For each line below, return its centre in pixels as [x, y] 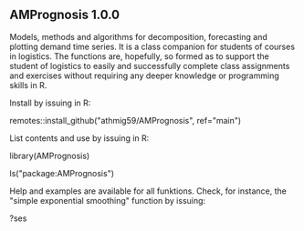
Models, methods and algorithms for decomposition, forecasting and [138, 36]
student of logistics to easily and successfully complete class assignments [150, 65]
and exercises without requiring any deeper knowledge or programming [145, 75]
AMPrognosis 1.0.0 [65, 15]
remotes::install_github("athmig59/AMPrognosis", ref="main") [126, 120]
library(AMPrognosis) [50, 156]
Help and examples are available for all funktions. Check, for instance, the [148, 191]
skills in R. [28, 85]
